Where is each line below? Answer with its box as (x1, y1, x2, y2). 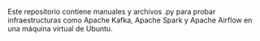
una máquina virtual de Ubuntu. (7, 24, 113, 33)
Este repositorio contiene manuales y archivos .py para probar (7, 7, 216, 16)
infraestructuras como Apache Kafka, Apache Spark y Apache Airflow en (7, 15, 253, 25)
